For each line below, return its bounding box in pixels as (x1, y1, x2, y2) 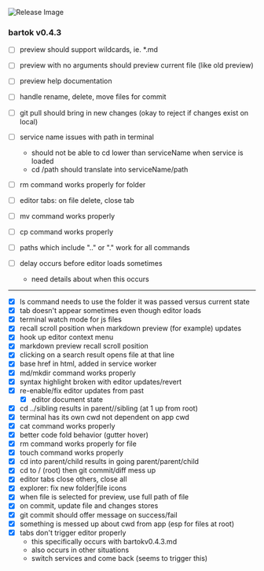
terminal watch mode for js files (19, 315, 122, 324)
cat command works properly (19, 421, 115, 430)
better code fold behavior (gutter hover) (19, 429, 149, 440)
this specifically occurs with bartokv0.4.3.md (31, 536, 178, 546)
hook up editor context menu (19, 333, 114, 342)
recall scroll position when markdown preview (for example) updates (19, 323, 242, 333)
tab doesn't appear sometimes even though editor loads (19, 306, 202, 315)
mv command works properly (19, 211, 115, 220)
